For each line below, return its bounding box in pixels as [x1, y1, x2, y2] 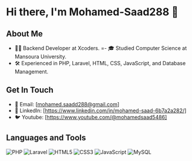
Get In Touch [6, 85, 54, 95]
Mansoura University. [14, 53, 66, 60]
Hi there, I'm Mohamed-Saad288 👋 [6, 5, 179, 19]
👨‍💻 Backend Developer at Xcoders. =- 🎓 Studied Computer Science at [14, 45, 187, 52]
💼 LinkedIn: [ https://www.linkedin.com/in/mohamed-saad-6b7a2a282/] [14, 107, 187, 114]
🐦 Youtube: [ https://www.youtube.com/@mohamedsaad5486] [14, 113, 167, 120]
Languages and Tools [6, 133, 86, 143]
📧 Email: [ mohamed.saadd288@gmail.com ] [14, 100, 120, 108]
